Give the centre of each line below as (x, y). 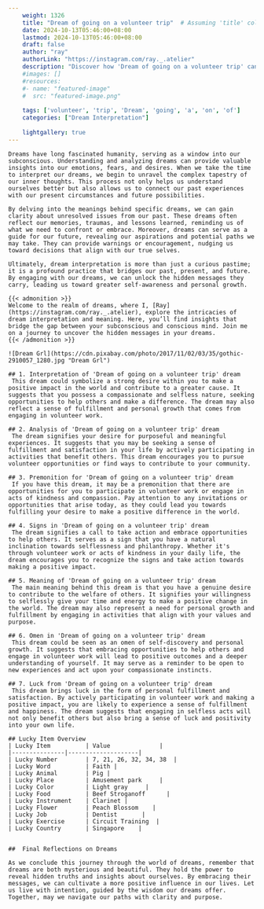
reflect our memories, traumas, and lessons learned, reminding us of (126, 223)
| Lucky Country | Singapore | (75, 828)
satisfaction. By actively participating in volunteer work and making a (132, 697)
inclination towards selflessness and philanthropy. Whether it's (119, 546)
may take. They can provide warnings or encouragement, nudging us (121, 243)
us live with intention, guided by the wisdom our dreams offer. (117, 890)
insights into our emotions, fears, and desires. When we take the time (130, 167)
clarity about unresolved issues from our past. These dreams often (123, 216)
